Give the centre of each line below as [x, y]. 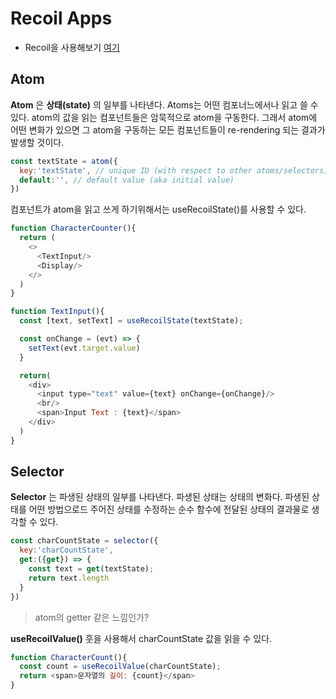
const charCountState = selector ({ [84, 541]
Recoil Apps [61, 18]
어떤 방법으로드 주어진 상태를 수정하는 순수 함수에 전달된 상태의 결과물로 [169, 509]
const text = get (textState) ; [91, 569]
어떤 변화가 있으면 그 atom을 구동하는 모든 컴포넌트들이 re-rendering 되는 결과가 [168, 129]
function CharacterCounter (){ [73, 228]
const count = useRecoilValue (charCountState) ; [120, 667]
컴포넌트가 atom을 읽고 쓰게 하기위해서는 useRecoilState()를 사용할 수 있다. [158, 209]
